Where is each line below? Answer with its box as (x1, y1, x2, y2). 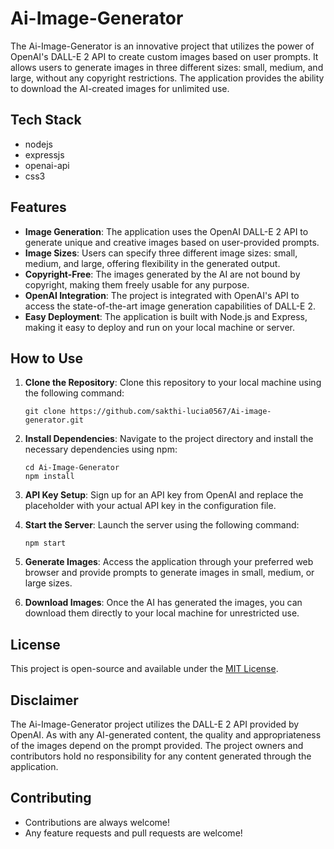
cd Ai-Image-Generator (24, 463, 120, 473)
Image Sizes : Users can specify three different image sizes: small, (24, 247, 298, 259)
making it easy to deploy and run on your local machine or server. (24, 321, 296, 333)
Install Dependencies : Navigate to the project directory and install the (24, 433, 314, 445)
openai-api (24, 159, 70, 171)
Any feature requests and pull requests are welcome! (24, 827, 243, 839)
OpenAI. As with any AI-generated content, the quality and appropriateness (10, 729, 322, 741)
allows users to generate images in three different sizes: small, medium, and (10, 61, 324, 73)
